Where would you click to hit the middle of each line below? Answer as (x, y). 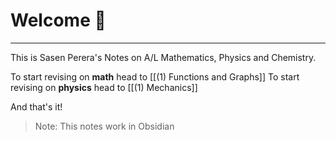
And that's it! (36, 106)
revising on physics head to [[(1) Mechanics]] (104, 87)
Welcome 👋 (58, 20)
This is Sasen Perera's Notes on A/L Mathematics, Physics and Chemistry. (163, 57)
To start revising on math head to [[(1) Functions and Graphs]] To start (155, 76)
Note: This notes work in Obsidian (104, 126)
